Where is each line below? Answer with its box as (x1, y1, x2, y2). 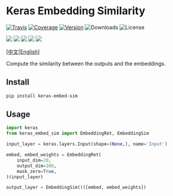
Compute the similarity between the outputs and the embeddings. (6, 60, 167, 67)
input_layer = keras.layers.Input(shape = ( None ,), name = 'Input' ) (6, 141, 168, 147)
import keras (6, 125, 38, 131)
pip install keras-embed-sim (6, 93, 78, 99)
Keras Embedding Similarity (6, 4, 146, 18)
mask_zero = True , (17, 168, 57, 174)
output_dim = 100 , (17, 163, 57, 169)
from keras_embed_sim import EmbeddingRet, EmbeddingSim (6, 130, 149, 137)
